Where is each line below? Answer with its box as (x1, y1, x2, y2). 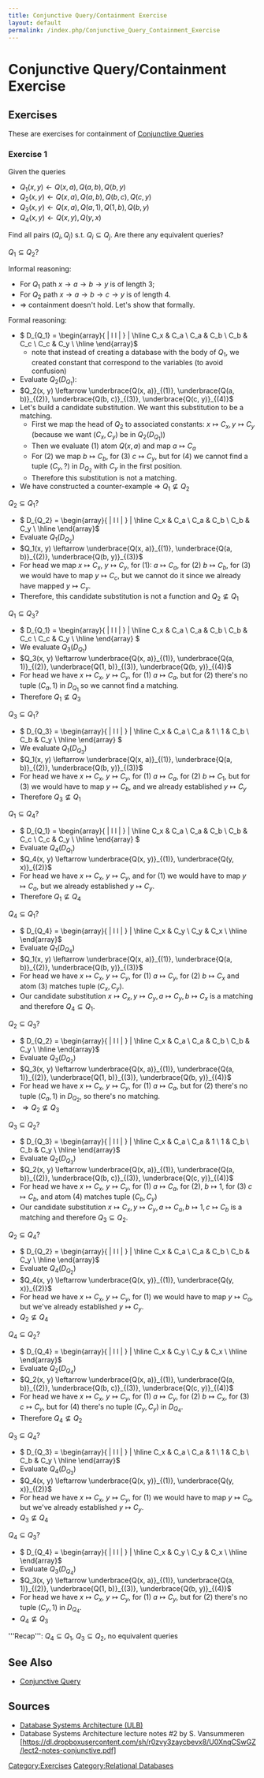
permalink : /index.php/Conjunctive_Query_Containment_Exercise (8, 26, 221, 34)
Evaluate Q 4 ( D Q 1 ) (19, 843, 76, 856)
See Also (8, 1656, 53, 1669)
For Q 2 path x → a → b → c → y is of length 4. (19, 289, 171, 301)
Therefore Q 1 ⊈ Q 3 (19, 692, 81, 704)
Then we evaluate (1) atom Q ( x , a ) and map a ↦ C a (31, 441, 196, 452)
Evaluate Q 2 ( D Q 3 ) (19, 1153, 76, 1166)
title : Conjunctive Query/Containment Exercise (8, 11, 168, 20)
